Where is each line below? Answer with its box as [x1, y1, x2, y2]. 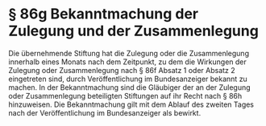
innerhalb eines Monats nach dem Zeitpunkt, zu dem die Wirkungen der [8, 57, 247, 67]
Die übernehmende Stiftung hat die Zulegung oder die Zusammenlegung [8, 48, 250, 58]
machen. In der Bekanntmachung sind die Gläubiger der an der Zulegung [8, 82, 251, 92]
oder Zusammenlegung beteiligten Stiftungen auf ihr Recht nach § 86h [8, 91, 243, 100]
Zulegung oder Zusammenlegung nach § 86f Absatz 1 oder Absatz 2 [8, 65, 235, 75]
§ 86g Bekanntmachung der [8, 5, 199, 23]
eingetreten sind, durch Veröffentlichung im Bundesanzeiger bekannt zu [8, 74, 247, 83]
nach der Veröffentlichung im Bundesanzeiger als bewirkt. [8, 108, 202, 117]
